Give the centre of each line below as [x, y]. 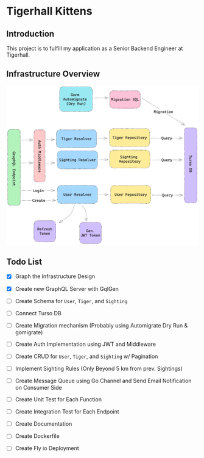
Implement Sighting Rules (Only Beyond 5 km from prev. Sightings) [99, 368]
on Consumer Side [38, 388]
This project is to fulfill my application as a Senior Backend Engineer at [95, 48]
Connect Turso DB [38, 313]
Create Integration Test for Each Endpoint [67, 412]
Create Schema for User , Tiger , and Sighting [71, 301]
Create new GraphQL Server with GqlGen [67, 288]
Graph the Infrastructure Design [55, 276]
